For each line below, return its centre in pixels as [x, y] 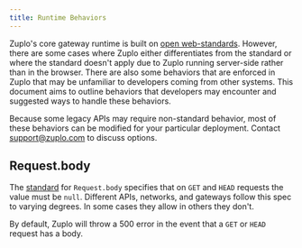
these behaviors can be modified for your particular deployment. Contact [145, 128]
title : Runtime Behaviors [58, 18]
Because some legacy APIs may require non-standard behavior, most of [143, 118]
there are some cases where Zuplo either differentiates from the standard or [151, 53]
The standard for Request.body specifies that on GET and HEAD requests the [146, 188]
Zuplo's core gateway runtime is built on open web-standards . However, [143, 43]
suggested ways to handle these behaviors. [90, 101]
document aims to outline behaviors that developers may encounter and [143, 91]
